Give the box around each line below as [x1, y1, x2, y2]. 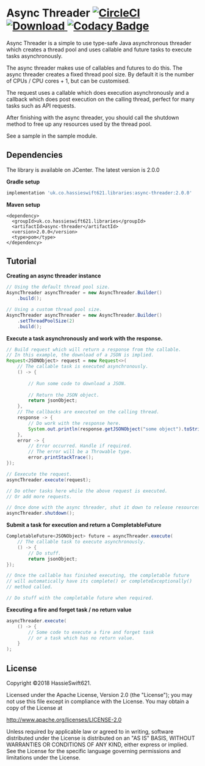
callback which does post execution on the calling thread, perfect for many [6, 95, 195, 103]
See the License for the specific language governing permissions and [6, 748, 181, 754]
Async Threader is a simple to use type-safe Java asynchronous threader [6, 39, 192, 46]
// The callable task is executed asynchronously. [17, 364, 149, 370]
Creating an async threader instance [6, 272, 101, 279]
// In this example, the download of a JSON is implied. [6, 352, 154, 358]
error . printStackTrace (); [28, 454, 95, 461]
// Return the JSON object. [28, 392, 99, 398]
